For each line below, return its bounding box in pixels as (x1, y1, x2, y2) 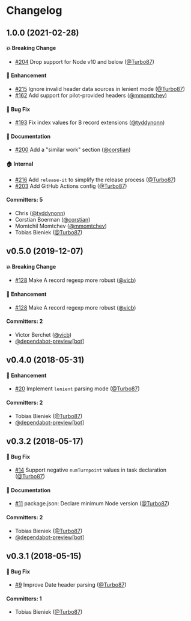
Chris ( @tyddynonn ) (14, 209, 65, 217)
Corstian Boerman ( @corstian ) (14, 216, 91, 223)
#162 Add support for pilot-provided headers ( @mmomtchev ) (14, 92, 167, 99)
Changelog (6, 4, 62, 17)
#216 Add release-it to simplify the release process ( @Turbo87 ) (14, 176, 176, 183)
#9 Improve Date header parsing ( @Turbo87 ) (14, 581, 127, 588)
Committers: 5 (6, 196, 43, 204)
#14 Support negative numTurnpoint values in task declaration (14, 466, 167, 473)
